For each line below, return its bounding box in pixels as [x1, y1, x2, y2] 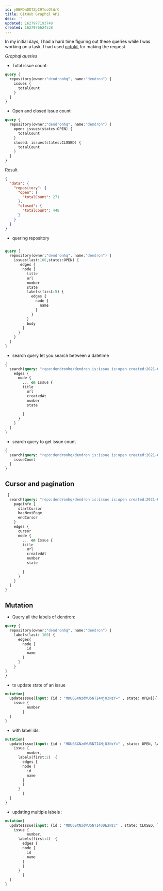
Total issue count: [12, 63, 48, 69]
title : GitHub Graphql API [5, 12, 60, 17]
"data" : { [9, 181, 29, 186]
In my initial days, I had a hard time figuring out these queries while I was [5, 38, 150, 44]
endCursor [17, 515, 38, 520]
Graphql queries [5, 53, 38, 59]
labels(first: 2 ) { [17, 755, 57, 760]
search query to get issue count [12, 439, 76, 445]
